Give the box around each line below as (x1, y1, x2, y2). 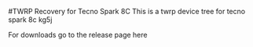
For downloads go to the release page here (8, 31, 148, 39)
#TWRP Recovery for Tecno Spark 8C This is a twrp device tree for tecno (8, 7, 246, 16)
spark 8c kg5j (8, 15, 53, 24)
